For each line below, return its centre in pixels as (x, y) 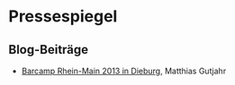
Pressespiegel (63, 17)
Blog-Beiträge (49, 50)
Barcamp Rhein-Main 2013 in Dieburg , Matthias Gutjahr (124, 71)
